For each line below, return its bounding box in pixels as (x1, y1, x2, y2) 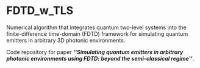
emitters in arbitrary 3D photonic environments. (6, 36, 126, 44)
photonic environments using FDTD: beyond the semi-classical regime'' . (6, 55, 195, 62)
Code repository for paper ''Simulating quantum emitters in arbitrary (6, 48, 184, 55)
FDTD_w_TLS (6, 4, 74, 18)
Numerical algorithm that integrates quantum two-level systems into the (6, 24, 187, 31)
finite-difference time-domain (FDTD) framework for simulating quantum (6, 30, 188, 37)
